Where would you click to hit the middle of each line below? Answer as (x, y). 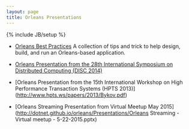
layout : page (22, 12)
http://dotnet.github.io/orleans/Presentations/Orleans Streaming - (98, 113)
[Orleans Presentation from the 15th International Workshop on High (99, 82)
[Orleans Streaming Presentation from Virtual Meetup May (87, 106)
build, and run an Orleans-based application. (70, 52)
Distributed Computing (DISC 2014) (58, 70)
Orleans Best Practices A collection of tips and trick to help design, (97, 46)
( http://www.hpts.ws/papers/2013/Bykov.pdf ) (71, 95)
